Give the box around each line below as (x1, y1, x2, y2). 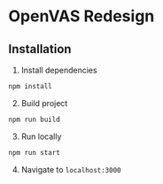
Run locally (20, 131, 62, 142)
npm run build (8, 115, 61, 124)
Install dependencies (20, 65, 98, 75)
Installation (8, 42, 72, 57)
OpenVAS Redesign (8, 6, 155, 27)
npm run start (8, 148, 61, 157)
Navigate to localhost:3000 (20, 164, 121, 174)
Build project (20, 97, 68, 108)
